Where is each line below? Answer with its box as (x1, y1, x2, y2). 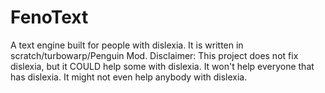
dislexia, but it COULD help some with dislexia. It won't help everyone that (10, 60, 315, 72)
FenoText (10, 6, 89, 29)
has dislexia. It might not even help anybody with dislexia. (10, 71, 248, 83)
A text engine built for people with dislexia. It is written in (10, 39, 244, 51)
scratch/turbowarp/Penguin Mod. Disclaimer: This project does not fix (10, 49, 299, 61)
